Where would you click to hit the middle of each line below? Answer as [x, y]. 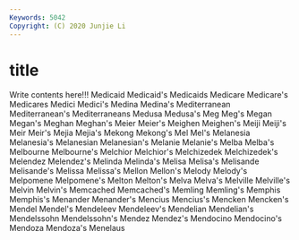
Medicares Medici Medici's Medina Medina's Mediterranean [120, 105]
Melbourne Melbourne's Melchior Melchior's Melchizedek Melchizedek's [144, 152]
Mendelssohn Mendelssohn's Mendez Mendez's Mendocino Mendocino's [145, 219]
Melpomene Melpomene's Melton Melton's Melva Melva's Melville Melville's [150, 181]
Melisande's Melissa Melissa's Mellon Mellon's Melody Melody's [128, 171]
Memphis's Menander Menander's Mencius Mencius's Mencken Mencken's [149, 200]
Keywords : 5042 [38, 17]
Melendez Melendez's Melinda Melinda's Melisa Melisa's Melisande [134, 161]
